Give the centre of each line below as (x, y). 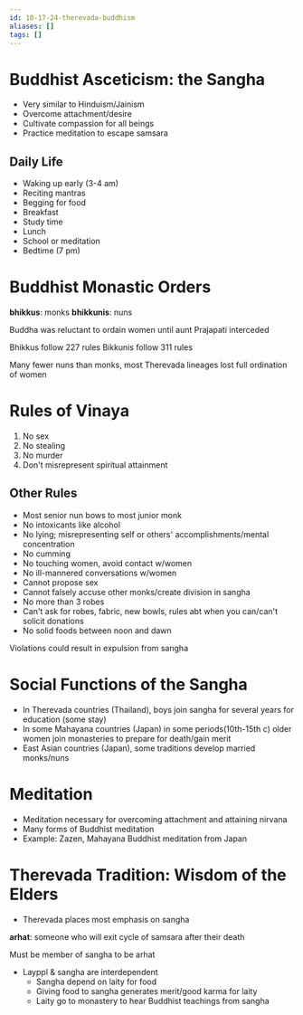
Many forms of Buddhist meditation (88, 829)
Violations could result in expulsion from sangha (99, 648)
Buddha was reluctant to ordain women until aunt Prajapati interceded (139, 330)
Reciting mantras (54, 193)
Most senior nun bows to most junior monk (102, 515)
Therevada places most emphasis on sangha (106, 919)
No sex (36, 436)
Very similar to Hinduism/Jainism (83, 104)
